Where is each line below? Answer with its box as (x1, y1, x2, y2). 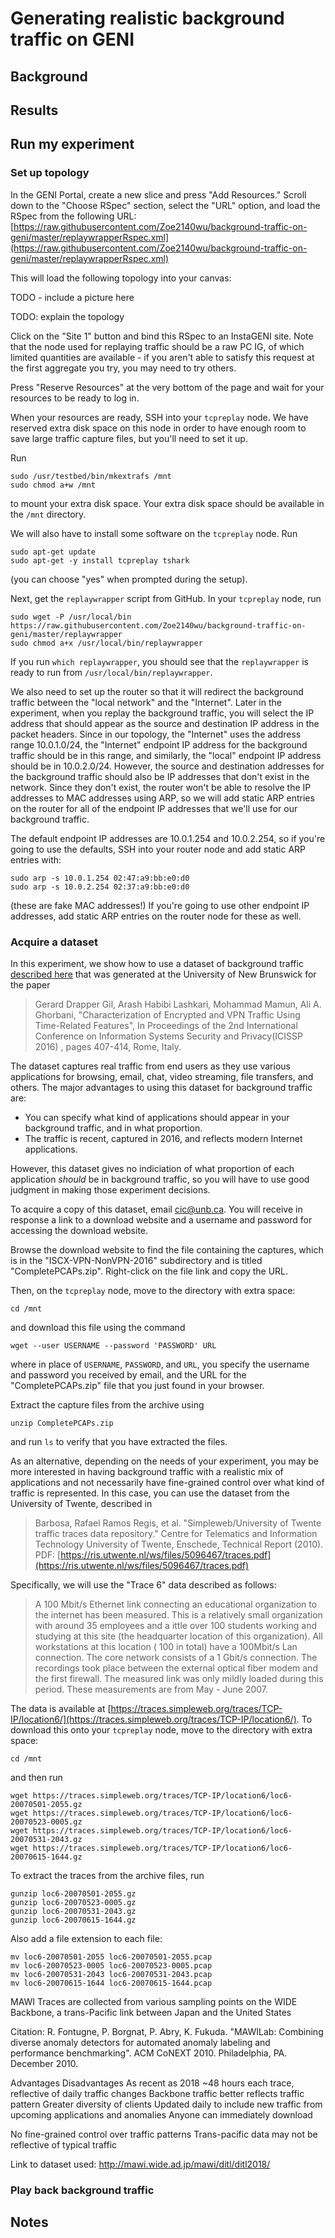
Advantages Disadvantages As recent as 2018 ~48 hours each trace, (10, 2077, 295, 2089)
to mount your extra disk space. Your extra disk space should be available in (10, 497, 325, 509)
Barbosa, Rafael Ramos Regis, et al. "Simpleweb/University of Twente (34, 1517, 322, 1529)
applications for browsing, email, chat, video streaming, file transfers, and (10, 1070, 314, 1082)
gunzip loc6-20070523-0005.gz (10, 1897, 137, 1907)
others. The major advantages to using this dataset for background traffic (10, 1081, 313, 1093)
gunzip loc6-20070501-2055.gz (10, 1888, 137, 1899)
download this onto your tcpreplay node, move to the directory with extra (10, 1723, 313, 1736)
